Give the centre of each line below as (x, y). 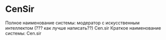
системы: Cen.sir (23, 33)
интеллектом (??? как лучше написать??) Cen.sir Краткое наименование (83, 28)
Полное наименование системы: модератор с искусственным (72, 23)
